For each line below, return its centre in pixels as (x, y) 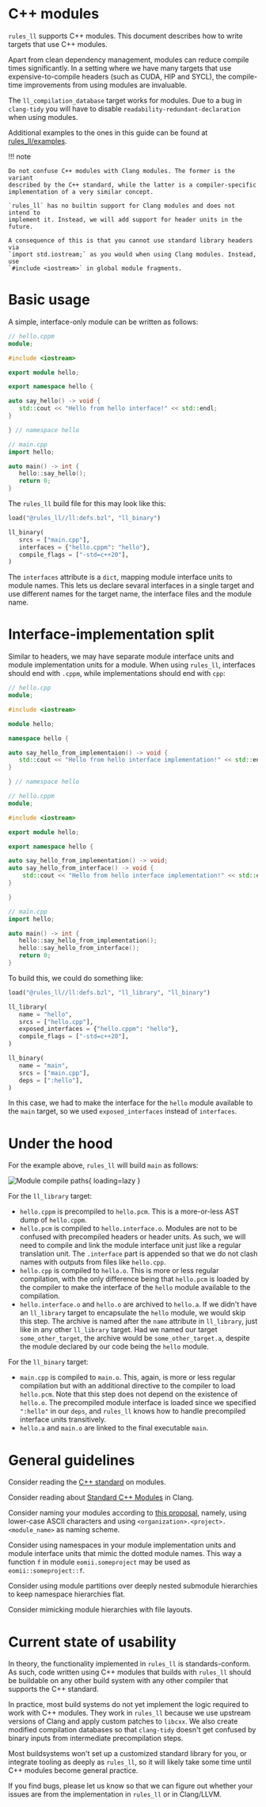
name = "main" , (44, 1065)
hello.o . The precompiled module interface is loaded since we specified (138, 1403)
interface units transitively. (63, 1419)
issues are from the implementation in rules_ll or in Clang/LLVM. (115, 1794)
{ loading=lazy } (114, 1181)
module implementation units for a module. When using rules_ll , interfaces (132, 665)
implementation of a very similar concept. (81, 191)
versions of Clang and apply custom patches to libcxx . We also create (123, 1721)
